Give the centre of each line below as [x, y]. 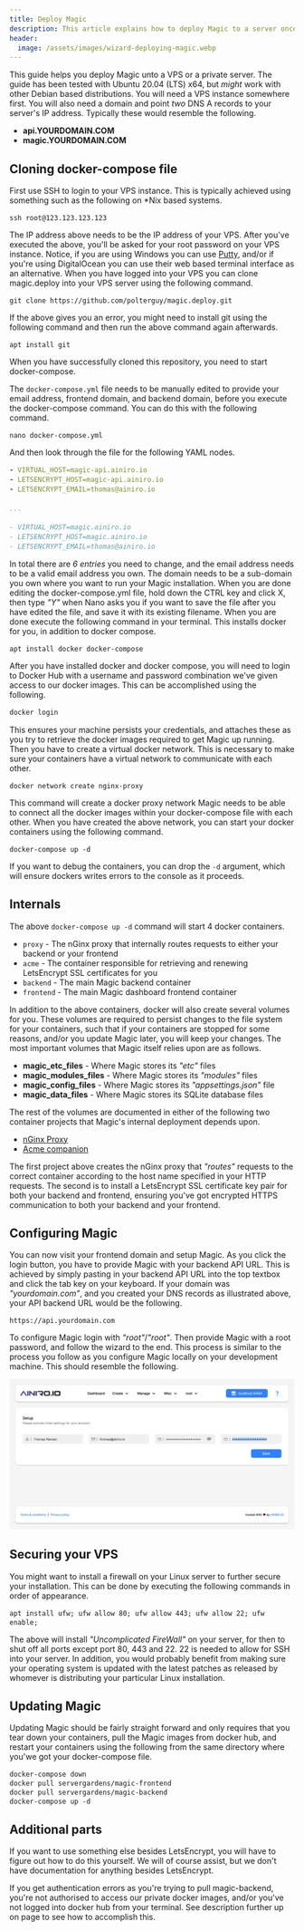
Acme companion [55, 1149]
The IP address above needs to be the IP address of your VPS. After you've [149, 235]
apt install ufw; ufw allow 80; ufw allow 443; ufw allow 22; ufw [137, 1613]
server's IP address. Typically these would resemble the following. [133, 113]
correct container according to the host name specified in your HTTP [138, 1176]
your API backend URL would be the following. [96, 1303]
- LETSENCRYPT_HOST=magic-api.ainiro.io [87, 479]
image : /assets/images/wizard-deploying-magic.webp [117, 48]
